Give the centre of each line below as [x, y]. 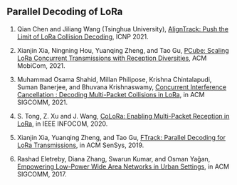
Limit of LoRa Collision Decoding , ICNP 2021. [83, 36]
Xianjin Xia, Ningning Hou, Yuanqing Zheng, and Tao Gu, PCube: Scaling [123, 50]
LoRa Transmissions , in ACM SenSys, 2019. [80, 145]
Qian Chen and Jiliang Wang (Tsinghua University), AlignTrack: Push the [123, 29]
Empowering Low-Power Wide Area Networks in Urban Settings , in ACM [123, 166]
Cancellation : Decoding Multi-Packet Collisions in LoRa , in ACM [111, 94]
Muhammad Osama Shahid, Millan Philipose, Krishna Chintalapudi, [114, 79]
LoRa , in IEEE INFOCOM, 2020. [62, 124]
